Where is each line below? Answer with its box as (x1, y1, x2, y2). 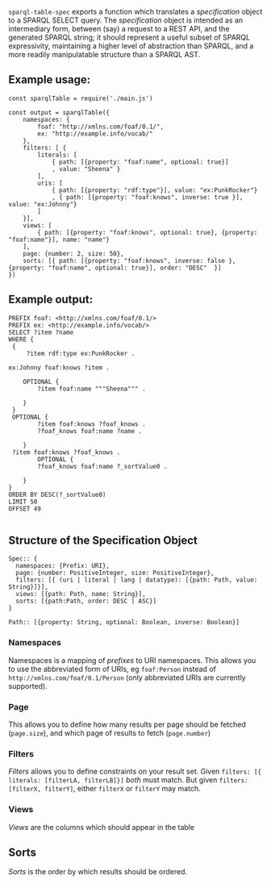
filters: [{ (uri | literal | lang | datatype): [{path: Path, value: (15, 576, 258, 584)
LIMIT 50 (8, 498, 38, 506)
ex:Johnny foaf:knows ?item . (8, 363, 110, 372)
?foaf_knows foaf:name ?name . (37, 427, 143, 435)
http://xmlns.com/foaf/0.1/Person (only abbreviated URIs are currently (8, 673, 246, 682)
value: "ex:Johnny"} (8, 200, 78, 208)
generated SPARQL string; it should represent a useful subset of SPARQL (8, 32, 251, 42)
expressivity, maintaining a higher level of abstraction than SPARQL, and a (8, 41, 254, 51)
